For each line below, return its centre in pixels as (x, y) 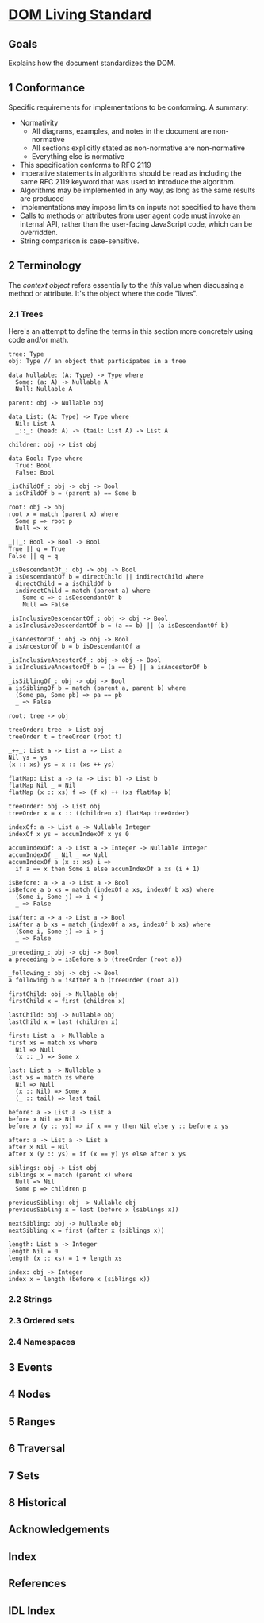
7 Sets (24, 1476)
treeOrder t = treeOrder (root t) (65, 737)
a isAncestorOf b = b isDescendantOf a (74, 646)
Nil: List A (35, 424)
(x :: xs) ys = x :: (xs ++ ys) (61, 765)
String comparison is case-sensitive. (80, 241)
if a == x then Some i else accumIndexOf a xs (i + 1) (108, 869)
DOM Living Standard (80, 15)
